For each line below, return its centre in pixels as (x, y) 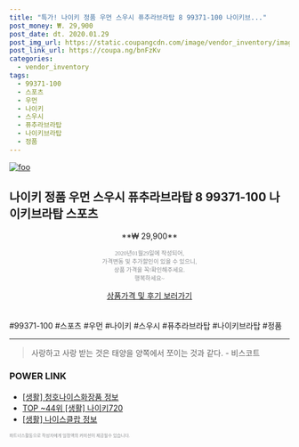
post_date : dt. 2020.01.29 (59, 34)
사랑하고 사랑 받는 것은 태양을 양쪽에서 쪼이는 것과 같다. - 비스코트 (145, 353)
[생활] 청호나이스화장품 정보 (70, 396)
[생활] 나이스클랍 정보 (60, 419)
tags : (19, 76)
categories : (31, 59)
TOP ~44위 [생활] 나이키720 (73, 408)
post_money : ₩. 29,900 (51, 26)
